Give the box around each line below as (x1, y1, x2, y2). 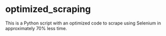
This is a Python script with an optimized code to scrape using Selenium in (5, 20, 161, 26)
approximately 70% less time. (5, 25, 68, 31)
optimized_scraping (5, 3, 91, 15)
